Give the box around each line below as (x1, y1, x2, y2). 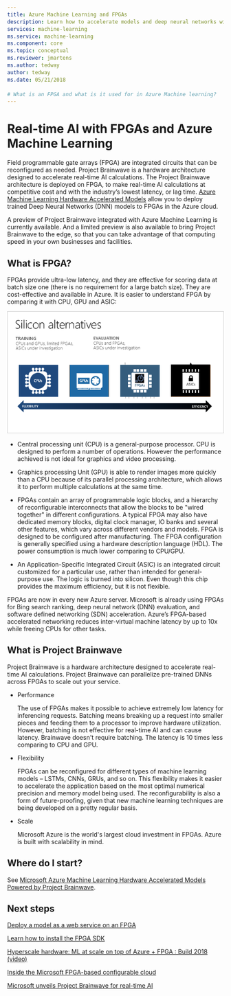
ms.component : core (7, 40, 63, 47)
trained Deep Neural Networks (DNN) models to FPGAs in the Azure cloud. (7, 203, 219, 211)
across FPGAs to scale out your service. (7, 677, 121, 686)
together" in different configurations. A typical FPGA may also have (16, 510, 208, 519)
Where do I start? (7, 857, 83, 869)
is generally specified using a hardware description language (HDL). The (16, 539, 223, 547)
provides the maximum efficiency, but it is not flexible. (16, 582, 170, 590)
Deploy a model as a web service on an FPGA (7, 921, 136, 929)
